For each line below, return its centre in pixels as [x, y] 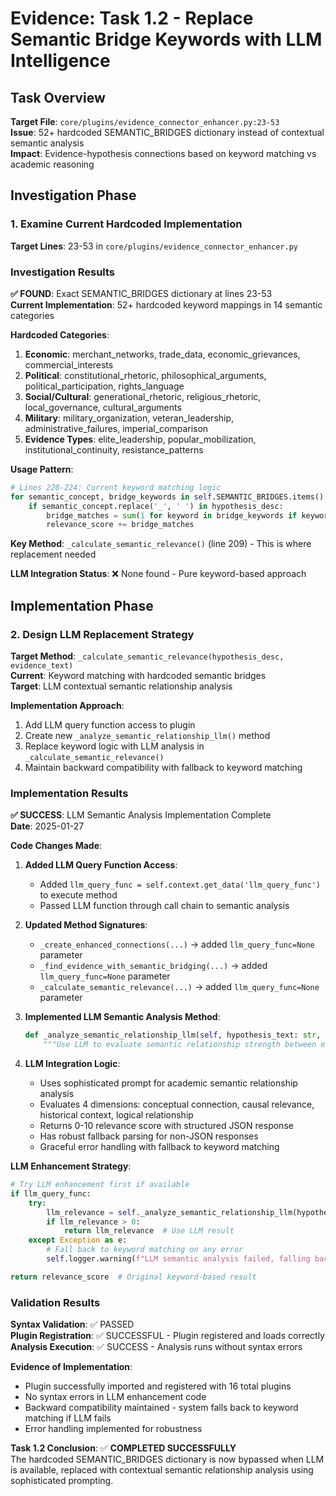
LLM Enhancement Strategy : [71, 1166]
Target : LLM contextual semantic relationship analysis [121, 686]
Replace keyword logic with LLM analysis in [114, 746]
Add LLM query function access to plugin [110, 725]
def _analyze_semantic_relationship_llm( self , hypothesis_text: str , [173, 1035]
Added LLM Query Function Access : [101, 865]
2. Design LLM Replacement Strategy [102, 634]
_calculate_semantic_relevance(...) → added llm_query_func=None [179, 987]
